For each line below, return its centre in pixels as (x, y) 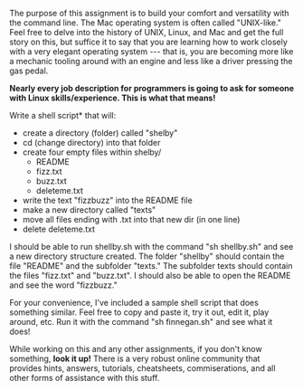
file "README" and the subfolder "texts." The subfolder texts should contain (151, 266)
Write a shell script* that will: (63, 115)
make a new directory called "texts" (89, 210)
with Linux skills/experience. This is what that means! (113, 98)
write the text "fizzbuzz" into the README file (107, 200)
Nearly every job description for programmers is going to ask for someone (152, 88)
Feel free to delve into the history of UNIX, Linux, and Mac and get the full (147, 32)
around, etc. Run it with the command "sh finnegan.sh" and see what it (141, 322)
